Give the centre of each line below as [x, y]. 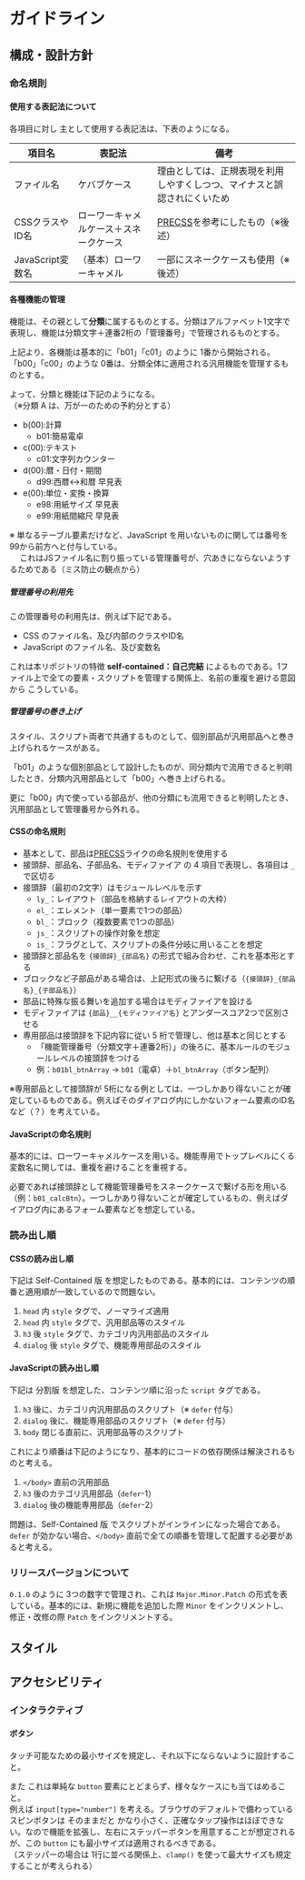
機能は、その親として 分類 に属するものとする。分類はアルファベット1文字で [150, 321]
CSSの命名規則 [38, 831]
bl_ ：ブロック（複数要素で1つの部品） [108, 922]
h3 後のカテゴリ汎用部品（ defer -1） [89, 1493]
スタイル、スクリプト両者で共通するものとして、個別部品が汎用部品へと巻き [152, 736]
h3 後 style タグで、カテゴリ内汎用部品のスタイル [116, 1334]
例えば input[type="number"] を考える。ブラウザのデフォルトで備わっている [151, 1809]
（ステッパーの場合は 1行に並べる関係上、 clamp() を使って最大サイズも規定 [151, 1854]
